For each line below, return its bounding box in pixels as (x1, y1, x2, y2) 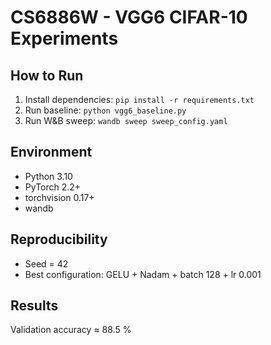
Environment (10, 144, 93, 161)
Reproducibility (10, 231, 108, 248)
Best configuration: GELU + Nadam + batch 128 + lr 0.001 (24, 268, 262, 280)
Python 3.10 (24, 170, 73, 182)
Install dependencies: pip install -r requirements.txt (24, 94, 255, 105)
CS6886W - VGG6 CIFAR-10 (10, 6, 248, 29)
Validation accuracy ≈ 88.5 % (10, 324, 132, 336)
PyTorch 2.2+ (24, 181, 82, 193)
